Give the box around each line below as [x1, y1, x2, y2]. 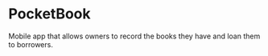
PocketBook [8, 5, 91, 23]
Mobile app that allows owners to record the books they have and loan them [8, 31, 261, 41]
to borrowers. [8, 39, 54, 49]
